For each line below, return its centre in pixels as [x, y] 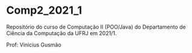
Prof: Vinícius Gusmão [34, 45]
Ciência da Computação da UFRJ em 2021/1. [61, 33]
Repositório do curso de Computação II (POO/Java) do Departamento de [96, 27]
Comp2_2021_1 [44, 10]
